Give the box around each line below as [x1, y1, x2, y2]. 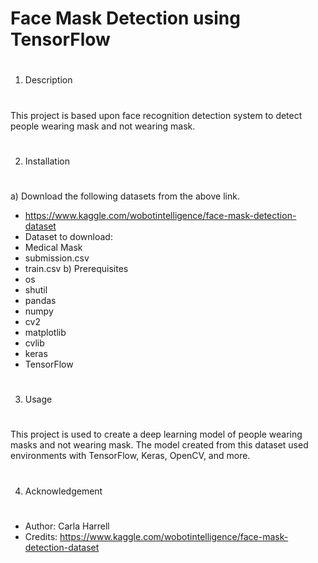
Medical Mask [24, 241, 83, 253]
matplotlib [24, 326, 67, 338]
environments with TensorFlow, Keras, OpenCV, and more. [10, 450, 251, 462]
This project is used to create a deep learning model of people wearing [10, 428, 303, 441]
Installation [24, 155, 71, 167]
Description [24, 74, 73, 86]
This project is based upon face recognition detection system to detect [10, 109, 303, 121]
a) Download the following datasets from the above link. [10, 190, 240, 202]
